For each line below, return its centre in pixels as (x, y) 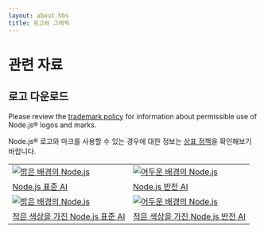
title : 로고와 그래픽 (39, 23)
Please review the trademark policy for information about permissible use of (132, 116)
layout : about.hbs (39, 16)
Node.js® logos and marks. (52, 125)
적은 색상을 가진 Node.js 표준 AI (69, 216)
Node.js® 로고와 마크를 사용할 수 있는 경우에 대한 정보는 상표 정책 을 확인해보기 (130, 141)
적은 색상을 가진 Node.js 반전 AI (189, 216)
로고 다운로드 (39, 97)
